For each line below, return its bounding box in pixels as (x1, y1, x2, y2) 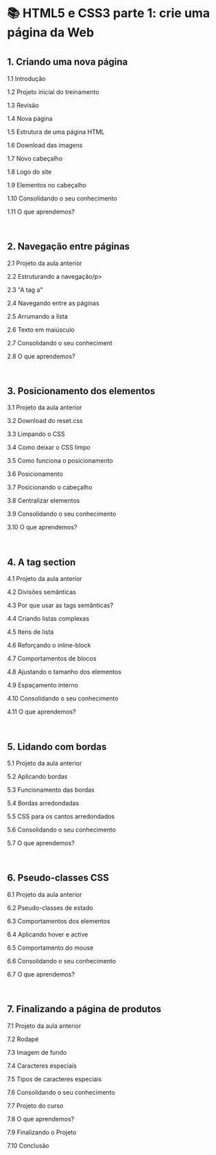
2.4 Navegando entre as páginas (7, 299, 99, 307)
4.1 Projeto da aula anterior (7, 575, 82, 583)
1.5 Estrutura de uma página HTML (7, 128, 105, 136)
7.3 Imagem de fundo (7, 1048, 67, 1056)
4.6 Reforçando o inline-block (7, 641, 91, 650)
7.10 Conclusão (7, 1141, 49, 1150)
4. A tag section (7, 556, 76, 568)
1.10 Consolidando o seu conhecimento (7, 194, 118, 203)
